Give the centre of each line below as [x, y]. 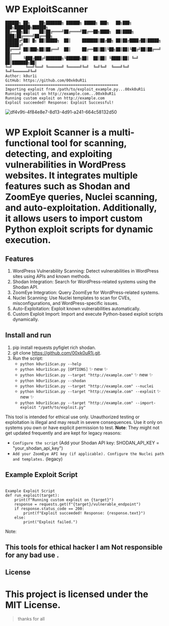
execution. [28, 240]
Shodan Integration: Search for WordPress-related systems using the [84, 282]
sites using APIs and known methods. [51, 276]
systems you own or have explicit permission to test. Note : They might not [82, 427]
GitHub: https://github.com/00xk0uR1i [46, 80]
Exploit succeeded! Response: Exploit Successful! [60, 102]
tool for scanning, [89, 143]
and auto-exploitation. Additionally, [81, 208]
